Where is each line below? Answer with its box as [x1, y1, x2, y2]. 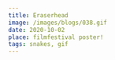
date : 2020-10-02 [8, 26, 65, 34]
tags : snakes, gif [8, 41, 69, 48]
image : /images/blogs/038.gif [8, 19, 108, 26]
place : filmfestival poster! [8, 33, 104, 41]
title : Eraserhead [8, 11, 69, 19]
